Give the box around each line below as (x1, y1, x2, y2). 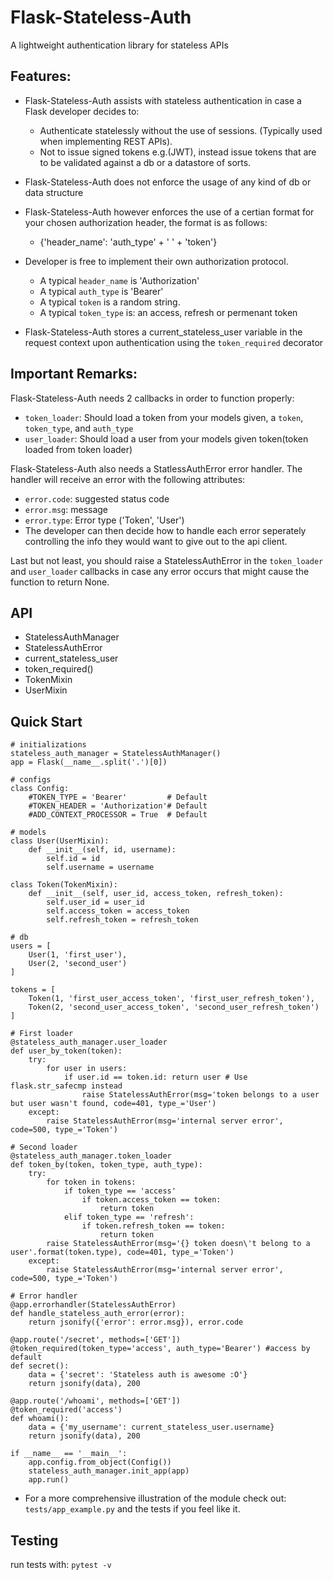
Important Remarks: (10, 366, 138, 383)
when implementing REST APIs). (39, 135, 173, 147)
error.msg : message (24, 503, 109, 515)
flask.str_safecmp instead (10, 1081, 123, 1091)
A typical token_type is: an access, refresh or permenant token (39, 306, 298, 318)
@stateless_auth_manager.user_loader (10, 1037, 168, 1048)
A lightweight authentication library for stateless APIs (10, 39, 229, 51)
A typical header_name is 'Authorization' (39, 274, 200, 286)
